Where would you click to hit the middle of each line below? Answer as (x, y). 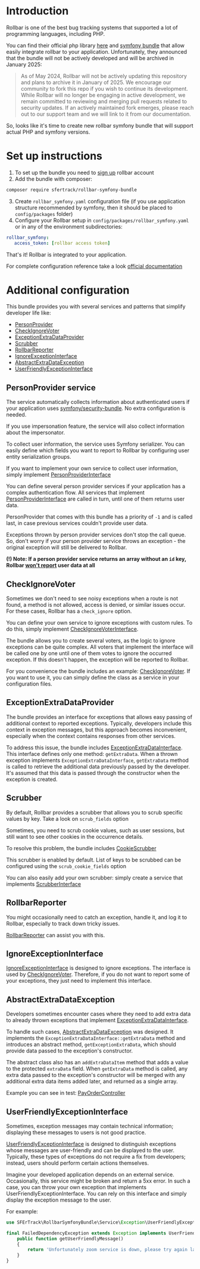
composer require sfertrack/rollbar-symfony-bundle (71, 190)
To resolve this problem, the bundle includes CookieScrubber (81, 848)
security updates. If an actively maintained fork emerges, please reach (107, 107)
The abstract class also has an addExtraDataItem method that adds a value (97, 1063)
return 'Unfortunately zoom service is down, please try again (107, 1250)
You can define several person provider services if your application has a (96, 486)
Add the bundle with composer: (53, 179)
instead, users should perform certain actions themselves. (78, 1163)
